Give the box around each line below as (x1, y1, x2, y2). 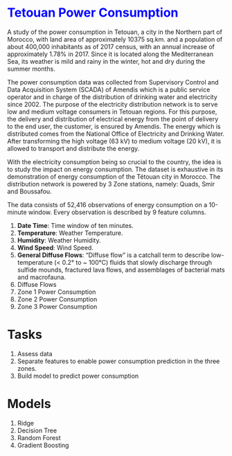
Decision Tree (17, 426, 57, 435)
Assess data (17, 349, 53, 358)
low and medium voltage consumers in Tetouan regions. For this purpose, (7, 107, 217, 116)
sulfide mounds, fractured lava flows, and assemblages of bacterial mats (17, 265, 225, 274)
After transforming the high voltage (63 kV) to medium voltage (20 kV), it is (7, 137, 222, 145)
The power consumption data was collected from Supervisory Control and (7, 78, 219, 86)
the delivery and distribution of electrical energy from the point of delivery (7, 114, 219, 123)
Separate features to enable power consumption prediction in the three (17, 357, 220, 365)
